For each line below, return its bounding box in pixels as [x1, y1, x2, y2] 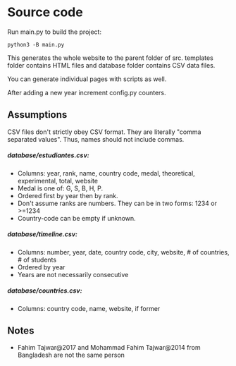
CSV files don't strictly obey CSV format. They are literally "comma [7, 128, 201, 136]
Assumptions [7, 109, 68, 121]
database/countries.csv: [7, 286, 82, 295]
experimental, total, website [17, 176, 99, 185]
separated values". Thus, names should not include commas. [7, 135, 185, 143]
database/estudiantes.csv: [7, 151, 89, 159]
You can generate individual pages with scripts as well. [7, 75, 167, 83]
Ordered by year [17, 262, 66, 272]
